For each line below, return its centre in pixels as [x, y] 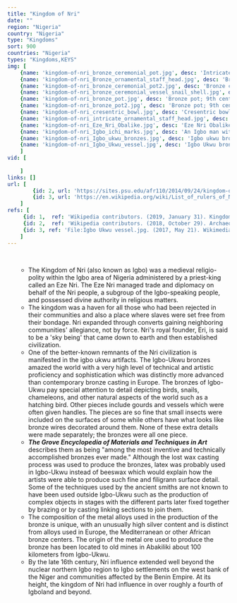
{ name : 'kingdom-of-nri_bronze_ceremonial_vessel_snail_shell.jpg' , [123, 92]
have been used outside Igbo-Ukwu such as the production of [118, 495]
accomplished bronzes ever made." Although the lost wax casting [123, 457]
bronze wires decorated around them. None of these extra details [123, 428]
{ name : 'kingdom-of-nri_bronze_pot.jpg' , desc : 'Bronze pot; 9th [118, 99]
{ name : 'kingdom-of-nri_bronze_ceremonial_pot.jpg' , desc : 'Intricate [126, 73]
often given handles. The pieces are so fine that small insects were [125, 412]
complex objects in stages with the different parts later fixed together [128, 502]
